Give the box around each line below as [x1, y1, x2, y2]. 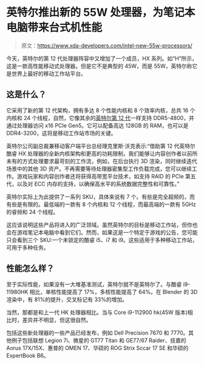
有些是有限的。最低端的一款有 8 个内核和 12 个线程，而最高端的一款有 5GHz [6, 201, 196, 208]
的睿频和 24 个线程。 [6, 208, 59, 215]
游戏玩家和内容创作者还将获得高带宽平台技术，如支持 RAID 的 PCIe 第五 [16, 172, 196, 179]
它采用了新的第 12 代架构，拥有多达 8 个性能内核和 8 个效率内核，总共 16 [6, 107, 189, 114]
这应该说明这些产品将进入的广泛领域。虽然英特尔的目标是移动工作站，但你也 [6, 221, 198, 228]
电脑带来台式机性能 [6, 21, 103, 35]
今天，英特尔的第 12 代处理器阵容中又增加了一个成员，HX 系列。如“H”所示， [6, 55, 197, 62]
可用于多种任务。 [6, 244, 49, 251]
